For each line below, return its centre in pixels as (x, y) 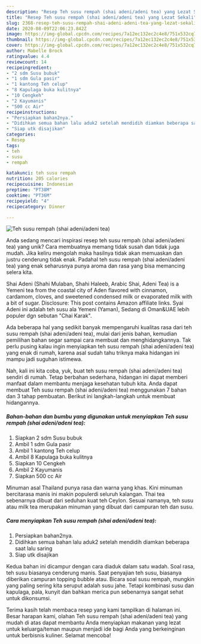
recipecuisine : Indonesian (40, 184)
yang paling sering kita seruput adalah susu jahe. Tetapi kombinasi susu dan (100, 586)
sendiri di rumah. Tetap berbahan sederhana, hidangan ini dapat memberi (97, 377)
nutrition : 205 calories (37, 179)
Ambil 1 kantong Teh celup (47, 451)
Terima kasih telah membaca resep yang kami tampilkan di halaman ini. (94, 610)
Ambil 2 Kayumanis (39, 470)
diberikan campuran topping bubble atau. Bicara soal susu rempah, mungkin (100, 579)
